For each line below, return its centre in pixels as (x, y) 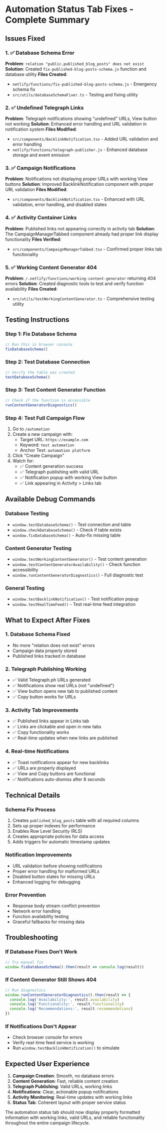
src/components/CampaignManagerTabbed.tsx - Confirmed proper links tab (87, 249)
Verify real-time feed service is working (53, 1043)
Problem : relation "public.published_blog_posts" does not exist (75, 63)
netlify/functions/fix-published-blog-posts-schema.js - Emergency (84, 84)
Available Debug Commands (50, 499)
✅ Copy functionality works (41, 732)
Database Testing (27, 514)
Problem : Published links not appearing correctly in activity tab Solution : (80, 228)
